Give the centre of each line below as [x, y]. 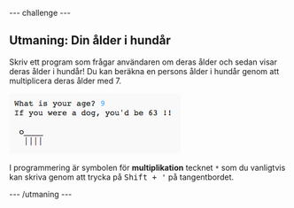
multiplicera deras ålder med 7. [66, 81]
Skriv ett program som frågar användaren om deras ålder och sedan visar [143, 62]
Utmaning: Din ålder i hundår [90, 40]
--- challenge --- [40, 13]
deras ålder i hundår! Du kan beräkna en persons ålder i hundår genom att [144, 71]
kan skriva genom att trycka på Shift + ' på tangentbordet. [122, 177]
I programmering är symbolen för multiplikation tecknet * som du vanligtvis [147, 167]
